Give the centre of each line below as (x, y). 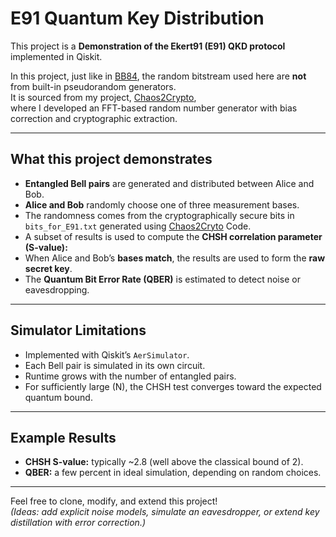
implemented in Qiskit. (56, 56)
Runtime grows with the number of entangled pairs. (130, 376)
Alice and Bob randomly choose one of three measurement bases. (162, 204)
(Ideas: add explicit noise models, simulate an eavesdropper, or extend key (165, 512)
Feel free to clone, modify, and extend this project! (114, 501)
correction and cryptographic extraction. (94, 118)
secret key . (48, 268)
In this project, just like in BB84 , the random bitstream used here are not (158, 76)
